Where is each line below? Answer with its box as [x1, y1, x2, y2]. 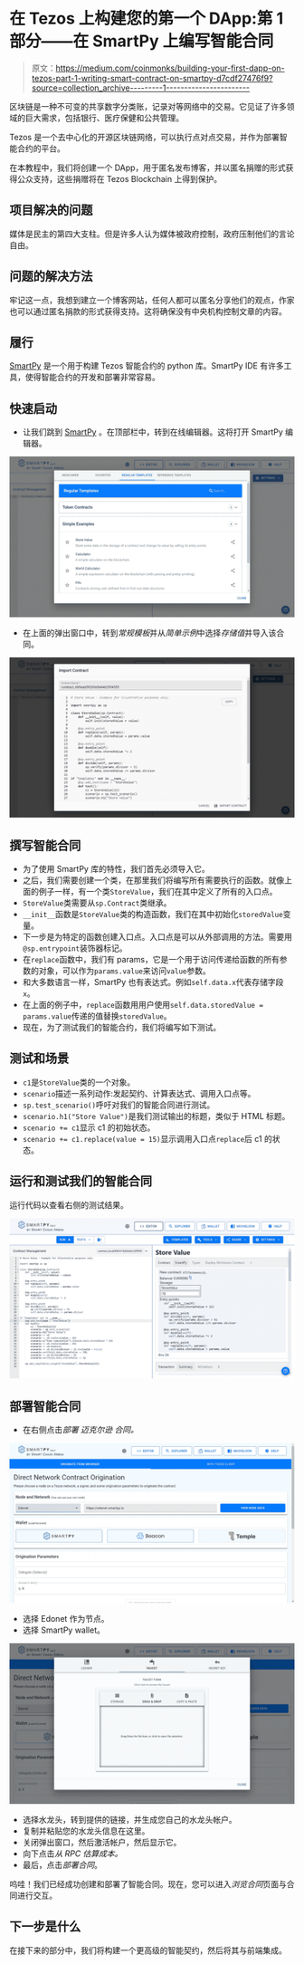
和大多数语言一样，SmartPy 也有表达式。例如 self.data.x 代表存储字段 [22, 977, 284, 987]
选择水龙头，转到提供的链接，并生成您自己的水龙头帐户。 [22, 1814, 237, 1825]
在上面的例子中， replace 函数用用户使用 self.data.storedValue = [22, 1000, 264, 1010]
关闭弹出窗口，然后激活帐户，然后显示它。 [22, 1836, 182, 1847]
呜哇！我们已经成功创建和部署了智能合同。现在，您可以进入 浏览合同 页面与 [9, 1878, 287, 1889]
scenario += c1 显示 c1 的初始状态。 [22, 1122, 156, 1133]
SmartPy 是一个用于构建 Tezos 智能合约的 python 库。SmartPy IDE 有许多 [9, 360, 284, 371]
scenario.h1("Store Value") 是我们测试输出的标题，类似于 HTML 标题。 [22, 1110, 290, 1121]
